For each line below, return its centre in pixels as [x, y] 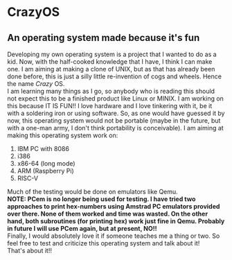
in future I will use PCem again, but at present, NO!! [82, 228]
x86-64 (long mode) [46, 163]
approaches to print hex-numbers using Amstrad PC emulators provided [114, 206]
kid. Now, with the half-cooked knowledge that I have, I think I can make [110, 62]
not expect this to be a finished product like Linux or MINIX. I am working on [115, 98]
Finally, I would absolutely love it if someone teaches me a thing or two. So [114, 236]
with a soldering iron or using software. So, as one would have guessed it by [116, 113]
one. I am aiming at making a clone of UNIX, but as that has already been [111, 69]
